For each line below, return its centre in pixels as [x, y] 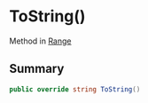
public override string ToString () [75, 89]
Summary [37, 69]
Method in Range [40, 41]
